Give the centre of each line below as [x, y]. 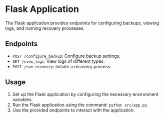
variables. [22, 99]
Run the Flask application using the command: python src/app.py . [80, 105]
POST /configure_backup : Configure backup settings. [66, 56]
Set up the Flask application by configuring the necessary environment [85, 94]
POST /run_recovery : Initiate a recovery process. [62, 66]
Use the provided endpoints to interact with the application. [73, 110]
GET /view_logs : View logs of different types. [58, 61]
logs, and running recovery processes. [45, 28]
